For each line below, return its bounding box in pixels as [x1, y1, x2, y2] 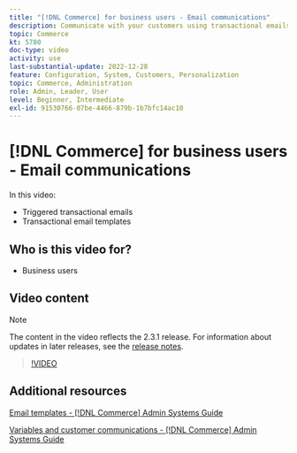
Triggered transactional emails [21, 207, 133, 218]
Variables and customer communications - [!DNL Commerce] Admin [9, 424, 258, 434]
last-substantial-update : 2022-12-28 [9, 63, 148, 72]
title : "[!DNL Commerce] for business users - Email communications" [9, 12, 271, 22]
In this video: [9, 189, 56, 200]
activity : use [9, 54, 62, 63]
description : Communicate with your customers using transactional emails [9, 21, 291, 30]
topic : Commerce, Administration [9, 79, 133, 88]
